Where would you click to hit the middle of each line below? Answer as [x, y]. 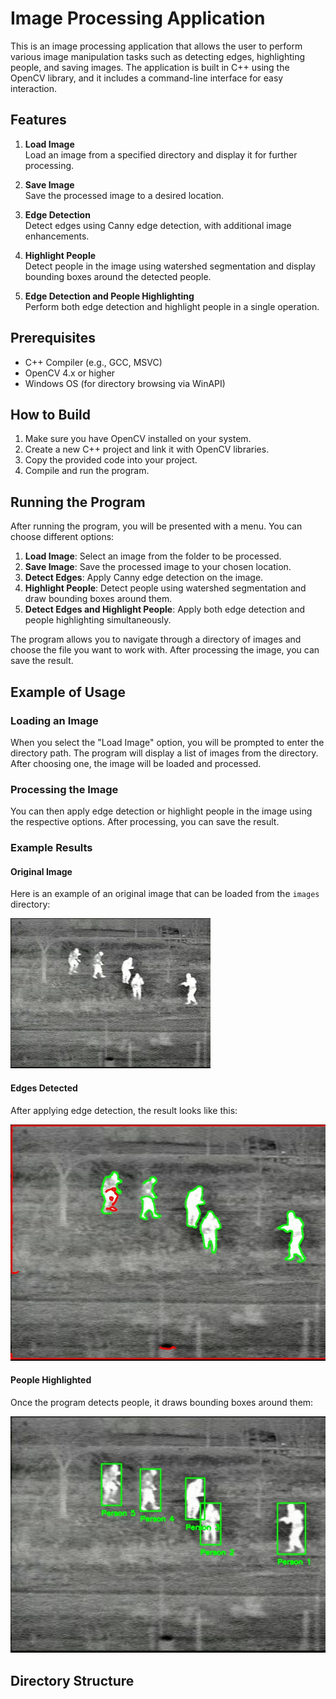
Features [38, 120]
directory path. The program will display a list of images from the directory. [164, 753]
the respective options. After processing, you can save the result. [145, 822]
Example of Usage [68, 692]
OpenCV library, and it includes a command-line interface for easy [147, 78]
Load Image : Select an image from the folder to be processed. [153, 556]
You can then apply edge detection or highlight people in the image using [161, 811]
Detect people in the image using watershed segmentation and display [170, 266]
